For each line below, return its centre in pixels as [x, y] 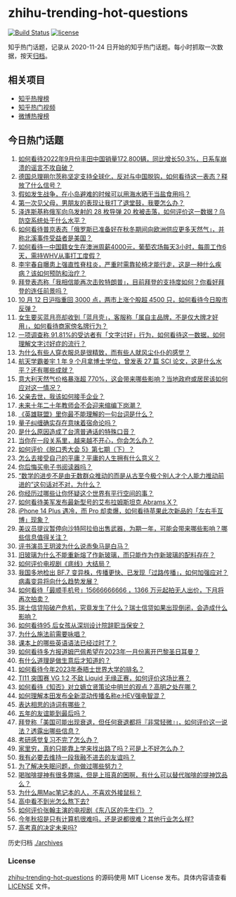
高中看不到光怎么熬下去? [54, 801]
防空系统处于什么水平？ [52, 220]
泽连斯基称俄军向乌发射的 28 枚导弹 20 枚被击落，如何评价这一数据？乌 [122, 211]
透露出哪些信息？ [55, 731]
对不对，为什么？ [76, 484]
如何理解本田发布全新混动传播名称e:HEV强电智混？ [92, 696]
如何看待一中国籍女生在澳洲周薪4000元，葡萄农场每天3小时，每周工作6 [122, 246]
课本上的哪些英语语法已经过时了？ [67, 643]
